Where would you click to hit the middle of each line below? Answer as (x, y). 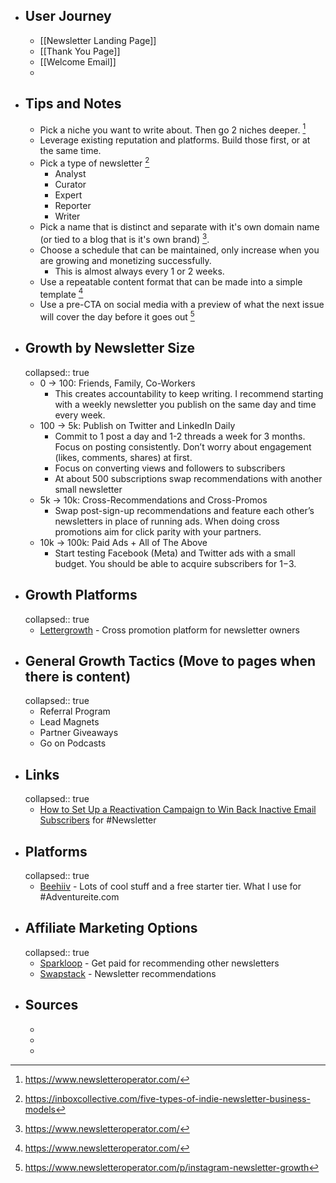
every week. (80, 415)
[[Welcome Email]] (78, 61)
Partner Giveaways (79, 733)
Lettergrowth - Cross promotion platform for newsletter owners (169, 630)
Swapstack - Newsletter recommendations (128, 973)
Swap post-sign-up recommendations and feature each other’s (184, 510)
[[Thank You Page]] (80, 51)
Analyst (70, 173)
